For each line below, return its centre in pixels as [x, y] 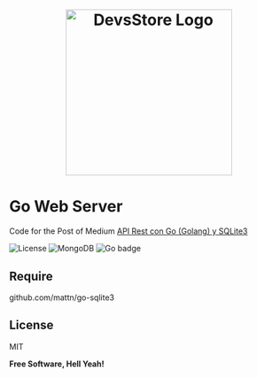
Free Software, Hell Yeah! [57, 364]
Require [31, 276]
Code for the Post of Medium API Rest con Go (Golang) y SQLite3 [128, 231]
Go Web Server [66, 207]
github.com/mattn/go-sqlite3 [62, 297]
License [31, 325]
